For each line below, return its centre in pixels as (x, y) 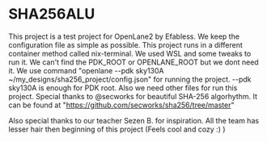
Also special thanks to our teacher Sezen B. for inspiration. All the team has (134, 120)
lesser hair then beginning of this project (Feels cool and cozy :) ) (117, 129)
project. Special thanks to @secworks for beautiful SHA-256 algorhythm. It (133, 96)
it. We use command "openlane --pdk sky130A (86, 70)
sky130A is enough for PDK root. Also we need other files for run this (123, 88)
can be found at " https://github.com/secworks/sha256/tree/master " (121, 105)
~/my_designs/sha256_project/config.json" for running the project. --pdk (130, 79)
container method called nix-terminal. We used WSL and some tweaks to (130, 53)
